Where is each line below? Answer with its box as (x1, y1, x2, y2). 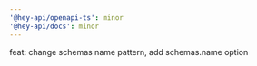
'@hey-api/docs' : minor (9, 22, 100, 31)
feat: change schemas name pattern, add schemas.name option (9, 46, 249, 57)
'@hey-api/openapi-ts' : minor (9, 13, 124, 23)
